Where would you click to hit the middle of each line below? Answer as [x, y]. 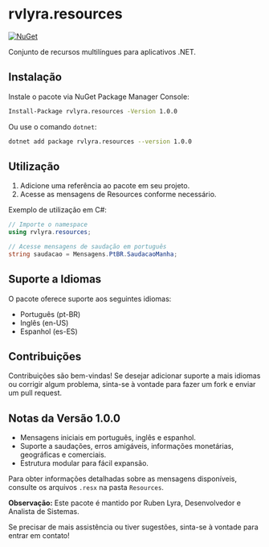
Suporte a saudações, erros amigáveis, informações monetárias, [127, 446]
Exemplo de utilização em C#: [57, 210]
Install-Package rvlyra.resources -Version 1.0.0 [93, 111]
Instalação [35, 77]
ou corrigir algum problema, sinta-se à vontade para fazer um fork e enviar [132, 385]
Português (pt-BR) [50, 314]
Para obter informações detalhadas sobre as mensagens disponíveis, [123, 479]
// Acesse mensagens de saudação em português [88, 247]
